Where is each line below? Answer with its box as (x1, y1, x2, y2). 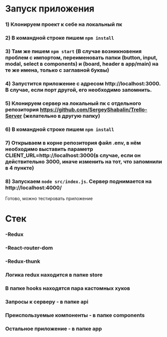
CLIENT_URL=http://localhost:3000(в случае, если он (5, 151, 141, 158)
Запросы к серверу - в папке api (5, 298, 89, 305)
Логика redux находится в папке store (5, 271, 103, 278)
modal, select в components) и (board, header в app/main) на (5, 60, 159, 67)
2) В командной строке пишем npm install (5, 35, 114, 42)
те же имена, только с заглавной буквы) (5, 66, 109, 73)
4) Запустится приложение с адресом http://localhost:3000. (5, 80, 161, 87)
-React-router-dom (5, 244, 53, 251)
